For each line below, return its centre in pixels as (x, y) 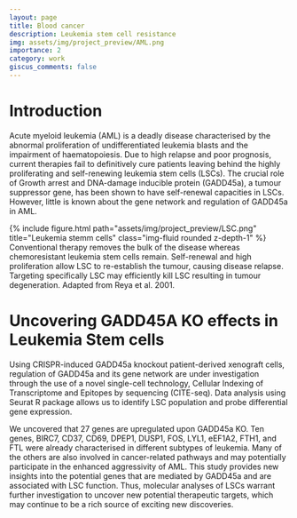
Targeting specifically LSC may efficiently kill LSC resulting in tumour (135, 275)
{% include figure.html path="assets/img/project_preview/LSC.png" (133, 228)
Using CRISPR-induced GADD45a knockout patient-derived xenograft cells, (147, 364)
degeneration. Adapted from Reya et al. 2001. (92, 284)
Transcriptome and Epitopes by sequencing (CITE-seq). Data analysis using (148, 393)
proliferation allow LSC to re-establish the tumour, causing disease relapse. (146, 266)
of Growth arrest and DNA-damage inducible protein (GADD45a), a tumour (145, 182)
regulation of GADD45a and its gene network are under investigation (134, 373)
